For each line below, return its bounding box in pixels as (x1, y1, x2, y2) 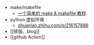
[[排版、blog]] (10, 28, 40, 34)
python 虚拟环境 (10, 17, 44, 22)
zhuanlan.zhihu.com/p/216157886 (17, 22, 89, 28)
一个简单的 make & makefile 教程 (17, 10, 86, 16)
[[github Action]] (10, 34, 45, 40)
